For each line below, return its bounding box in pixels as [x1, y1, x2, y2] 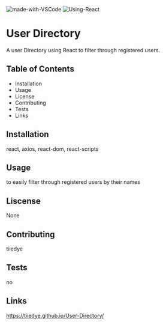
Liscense [6, 196, 41, 206]
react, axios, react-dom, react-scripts [6, 145, 99, 153]
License [14, 93, 35, 100]
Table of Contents [6, 64, 75, 74]
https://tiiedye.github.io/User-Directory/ [6, 312, 104, 319]
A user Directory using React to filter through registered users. [6, 46, 161, 53]
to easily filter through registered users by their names [6, 178, 141, 186]
